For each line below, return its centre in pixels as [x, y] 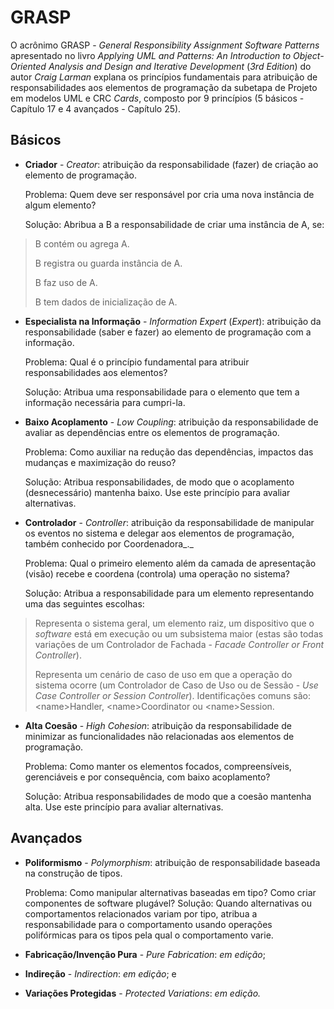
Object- [309, 55]
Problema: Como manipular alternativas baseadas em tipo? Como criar [170, 892]
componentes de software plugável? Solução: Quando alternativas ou [168, 903]
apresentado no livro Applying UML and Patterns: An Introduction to [151, 55]
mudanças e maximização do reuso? [100, 462]
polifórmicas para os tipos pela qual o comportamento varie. [149, 935]
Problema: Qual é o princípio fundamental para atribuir [137, 362]
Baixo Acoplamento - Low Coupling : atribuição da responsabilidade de [171, 422]
